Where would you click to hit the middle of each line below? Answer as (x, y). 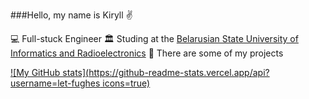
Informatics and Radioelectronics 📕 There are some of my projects (147, 53)
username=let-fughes (55, 83)
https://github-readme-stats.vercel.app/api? (179, 72)
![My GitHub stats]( (50, 72)
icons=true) (126, 83)
